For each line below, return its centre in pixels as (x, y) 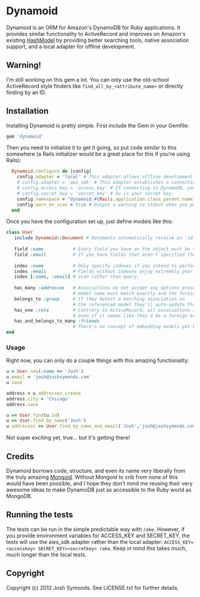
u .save (14, 383)
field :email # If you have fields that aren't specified (99, 255)
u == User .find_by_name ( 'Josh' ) (46, 421)
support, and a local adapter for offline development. (71, 47)
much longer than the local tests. (46, 554)
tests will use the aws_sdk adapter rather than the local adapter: (85, 542)
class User (20, 233)
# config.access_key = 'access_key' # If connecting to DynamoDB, (101, 188)
